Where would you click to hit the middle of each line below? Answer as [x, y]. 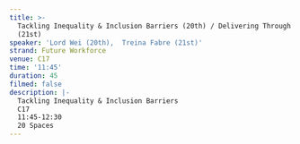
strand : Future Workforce [57, 51]
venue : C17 [30, 59]
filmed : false [36, 84]
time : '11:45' [36, 68]
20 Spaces [35, 126]
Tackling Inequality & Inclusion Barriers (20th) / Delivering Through [154, 26]
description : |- [40, 92]
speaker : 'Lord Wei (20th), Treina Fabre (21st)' [106, 42]
